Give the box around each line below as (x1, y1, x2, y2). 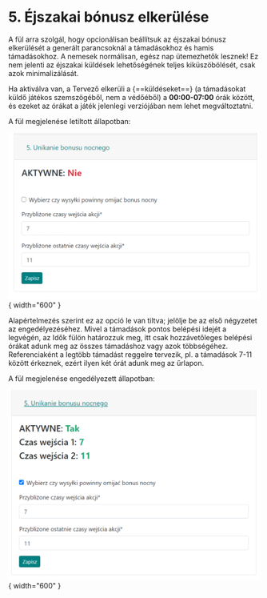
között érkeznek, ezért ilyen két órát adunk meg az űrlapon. (8, 359, 205, 368)
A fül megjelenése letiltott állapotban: (8, 116, 131, 126)
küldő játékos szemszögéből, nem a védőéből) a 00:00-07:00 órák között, (8, 92, 255, 102)
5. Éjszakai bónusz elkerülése (8, 8, 209, 26)
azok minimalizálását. (8, 68, 79, 78)
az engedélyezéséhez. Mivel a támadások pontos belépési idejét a (8, 324, 227, 334)
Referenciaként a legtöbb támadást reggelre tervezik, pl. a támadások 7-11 (8, 350, 253, 359)
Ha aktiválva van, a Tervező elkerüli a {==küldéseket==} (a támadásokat (8, 84, 246, 94)
